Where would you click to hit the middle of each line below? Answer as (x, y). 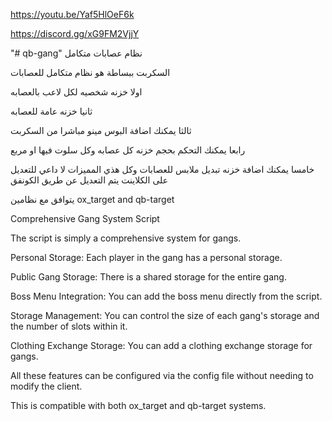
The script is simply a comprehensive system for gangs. (126, 238)
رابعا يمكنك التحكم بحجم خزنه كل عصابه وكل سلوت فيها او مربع (128, 150)
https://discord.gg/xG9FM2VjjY (75, 33)
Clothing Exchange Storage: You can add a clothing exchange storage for (161, 345)
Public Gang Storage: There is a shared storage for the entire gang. (148, 277)
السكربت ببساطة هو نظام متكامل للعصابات (90, 72)
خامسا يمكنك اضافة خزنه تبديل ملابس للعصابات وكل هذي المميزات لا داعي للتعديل (162, 169)
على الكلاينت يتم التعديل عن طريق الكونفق (89, 180)
